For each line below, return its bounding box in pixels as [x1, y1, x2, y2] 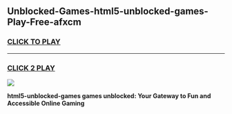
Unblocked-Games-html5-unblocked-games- [7, 6, 209, 17]
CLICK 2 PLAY [7, 63, 55, 73]
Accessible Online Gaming [7, 99, 85, 107]
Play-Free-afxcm [7, 17, 81, 28]
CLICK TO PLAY [7, 37, 61, 47]
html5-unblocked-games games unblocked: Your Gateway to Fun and [7, 91, 211, 99]
